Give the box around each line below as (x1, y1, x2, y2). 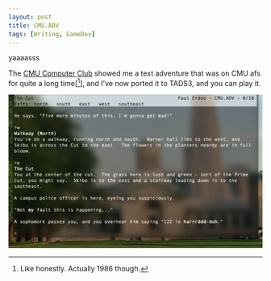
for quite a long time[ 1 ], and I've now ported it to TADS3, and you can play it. (8, 77, 261, 89)
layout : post (8, 13, 52, 21)
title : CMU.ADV (8, 21, 60, 30)
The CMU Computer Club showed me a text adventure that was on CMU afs (8, 68, 261, 78)
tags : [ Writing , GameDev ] (8, 30, 95, 38)
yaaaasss (8, 53, 40, 63)
